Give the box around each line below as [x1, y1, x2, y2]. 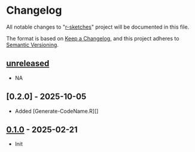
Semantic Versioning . [6, 41, 59, 48]
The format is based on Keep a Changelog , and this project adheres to [6, 35, 179, 42]
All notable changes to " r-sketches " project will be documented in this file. [6, 23, 190, 30]
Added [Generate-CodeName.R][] [14, 107, 99, 114]
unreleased [6, 58, 50, 69]
